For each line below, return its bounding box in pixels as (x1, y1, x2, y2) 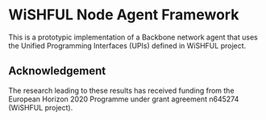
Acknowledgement (8, 64, 106, 78)
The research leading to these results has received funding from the (8, 85, 235, 95)
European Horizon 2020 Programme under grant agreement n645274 (8, 94, 239, 104)
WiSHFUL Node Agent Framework (8, 6, 239, 24)
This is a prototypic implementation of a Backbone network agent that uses (8, 32, 258, 42)
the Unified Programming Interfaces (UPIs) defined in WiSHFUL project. (8, 40, 247, 50)
